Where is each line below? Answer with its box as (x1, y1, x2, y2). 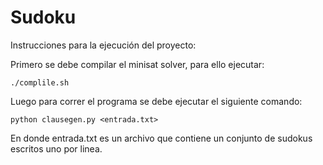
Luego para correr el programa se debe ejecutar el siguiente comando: (10, 95, 303, 107)
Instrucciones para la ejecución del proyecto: (10, 39, 197, 51)
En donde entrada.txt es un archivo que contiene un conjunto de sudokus (10, 132, 313, 144)
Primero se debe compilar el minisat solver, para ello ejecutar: (10, 58, 265, 70)
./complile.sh (10, 77, 70, 88)
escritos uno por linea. (10, 142, 103, 155)
